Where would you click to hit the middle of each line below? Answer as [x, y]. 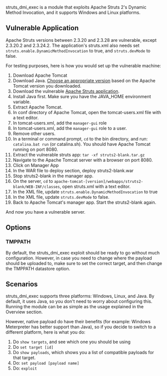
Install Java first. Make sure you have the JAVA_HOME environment [82, 96]
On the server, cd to [33, 181]
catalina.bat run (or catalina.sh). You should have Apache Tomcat [82, 144]
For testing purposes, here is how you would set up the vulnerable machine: [83, 65]
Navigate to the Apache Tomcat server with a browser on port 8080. [83, 160]
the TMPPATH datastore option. [38, 268]
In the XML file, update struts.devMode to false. [61, 197]
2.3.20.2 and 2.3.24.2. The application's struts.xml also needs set [73, 45]
